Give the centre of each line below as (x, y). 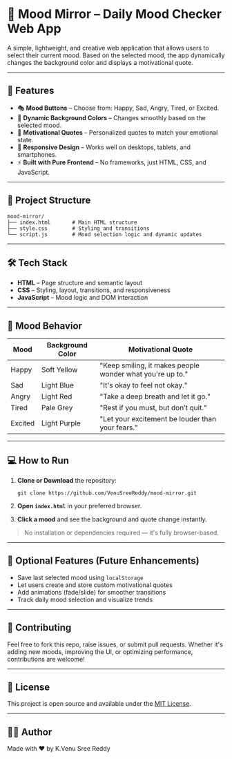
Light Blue (58, 385)
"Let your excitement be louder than (158, 419)
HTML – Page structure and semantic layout (80, 283)
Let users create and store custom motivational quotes (95, 585)
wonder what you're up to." (144, 374)
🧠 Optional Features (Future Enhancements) (103, 561)
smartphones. (37, 154)
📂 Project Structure (49, 201)
